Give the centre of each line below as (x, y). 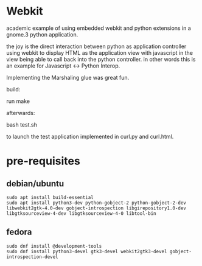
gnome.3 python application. (42, 34)
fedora (19, 232)
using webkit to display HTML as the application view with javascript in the (100, 52)
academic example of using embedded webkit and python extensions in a (99, 28)
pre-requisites (43, 161)
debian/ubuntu (35, 184)
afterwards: (21, 113)
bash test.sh (22, 124)
